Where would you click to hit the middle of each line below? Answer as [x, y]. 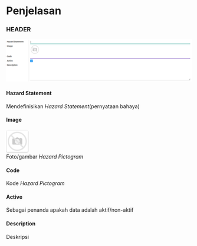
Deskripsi [18, 237]
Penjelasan [34, 11]
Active [14, 197]
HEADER [19, 30]
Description [21, 224]
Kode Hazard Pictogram [35, 183]
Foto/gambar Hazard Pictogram [45, 157]
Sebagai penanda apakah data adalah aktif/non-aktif [70, 210]
